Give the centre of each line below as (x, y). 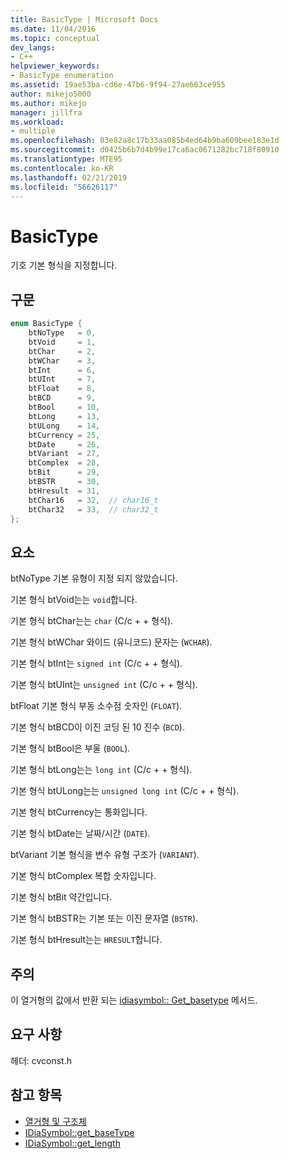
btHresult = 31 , (64, 491)
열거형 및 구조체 (55, 1121)
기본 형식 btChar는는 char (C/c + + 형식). (92, 621)
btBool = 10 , (64, 407)
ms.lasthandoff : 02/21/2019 (69, 177)
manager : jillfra (46, 112)
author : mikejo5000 (51, 94)
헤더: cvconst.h (41, 1060)
